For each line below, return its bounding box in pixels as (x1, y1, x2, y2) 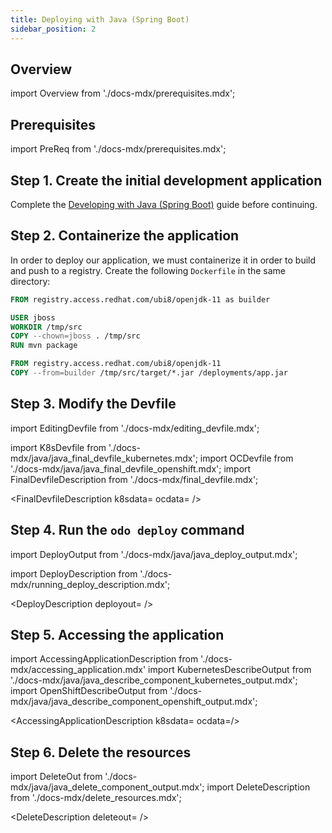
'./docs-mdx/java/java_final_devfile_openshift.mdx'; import (10, 462, 252, 475)
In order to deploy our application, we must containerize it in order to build (10, 254, 317, 266)
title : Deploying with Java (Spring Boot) (10, 14, 190, 25)
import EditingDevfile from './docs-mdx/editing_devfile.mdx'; (10, 422, 260, 434)
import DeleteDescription (206, 781, 311, 793)
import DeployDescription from (10, 567, 138, 580)
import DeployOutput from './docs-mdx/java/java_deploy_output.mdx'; (10, 548, 298, 560)
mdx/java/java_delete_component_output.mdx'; (10, 781, 205, 793)
